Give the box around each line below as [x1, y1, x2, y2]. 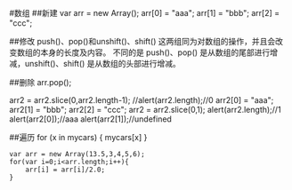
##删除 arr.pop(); [9, 77, 72, 87]
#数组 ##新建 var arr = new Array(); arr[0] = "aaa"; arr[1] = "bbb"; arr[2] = [9, 8, 280, 18]
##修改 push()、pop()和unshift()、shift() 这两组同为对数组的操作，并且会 [9, 36, 276, 46]
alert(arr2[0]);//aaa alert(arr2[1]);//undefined [9, 114, 172, 124]
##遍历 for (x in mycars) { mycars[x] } [9, 132, 148, 142]
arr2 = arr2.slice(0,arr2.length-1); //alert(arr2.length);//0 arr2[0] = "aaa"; [9, 95, 274, 105]
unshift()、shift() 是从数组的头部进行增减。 [24, 59, 181, 68]
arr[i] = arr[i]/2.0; [25, 165, 105, 174]
